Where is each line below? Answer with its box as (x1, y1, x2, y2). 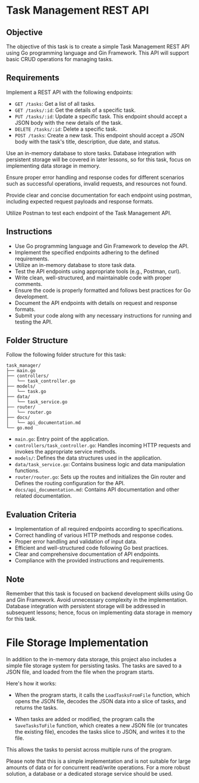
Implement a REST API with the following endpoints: (6, 89, 133, 96)
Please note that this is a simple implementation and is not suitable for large (6, 757, 191, 765)
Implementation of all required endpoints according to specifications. (14, 526, 184, 533)
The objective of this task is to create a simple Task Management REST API (6, 43, 190, 50)
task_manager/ (6, 363, 42, 369)
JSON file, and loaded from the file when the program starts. (6, 668, 154, 675)
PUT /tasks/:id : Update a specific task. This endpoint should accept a (14, 112, 187, 120)
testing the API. (14, 318, 52, 325)
